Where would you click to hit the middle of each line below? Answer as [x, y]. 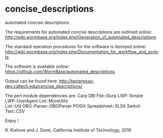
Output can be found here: [32, 81]
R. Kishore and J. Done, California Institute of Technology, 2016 [68, 130]
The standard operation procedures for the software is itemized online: [76, 46]
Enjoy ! [12, 120]
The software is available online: [37, 66]
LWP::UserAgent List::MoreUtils [37, 100]
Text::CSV [15, 111]
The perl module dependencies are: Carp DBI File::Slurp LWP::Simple [74, 96]
